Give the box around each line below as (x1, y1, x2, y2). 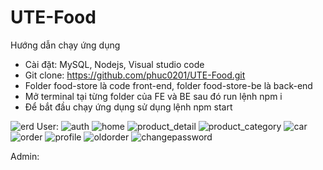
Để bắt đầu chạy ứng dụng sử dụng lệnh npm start (24, 101, 233, 113)
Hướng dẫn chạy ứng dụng (10, 39, 121, 51)
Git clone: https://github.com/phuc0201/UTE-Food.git (24, 69, 246, 81)
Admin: (10, 150, 40, 162)
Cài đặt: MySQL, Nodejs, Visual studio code (24, 58, 205, 70)
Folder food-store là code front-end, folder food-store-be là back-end (24, 79, 313, 91)
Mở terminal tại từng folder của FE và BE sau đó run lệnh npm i (24, 90, 283, 102)
